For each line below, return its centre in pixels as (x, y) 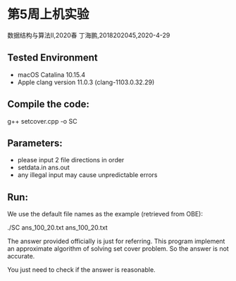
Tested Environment (53, 58)
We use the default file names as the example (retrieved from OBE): (105, 214)
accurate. (21, 256)
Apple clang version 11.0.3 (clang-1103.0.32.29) (86, 82)
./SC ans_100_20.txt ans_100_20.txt (57, 228)
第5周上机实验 (48, 14)
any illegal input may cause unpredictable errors (87, 175)
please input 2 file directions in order (71, 160)
